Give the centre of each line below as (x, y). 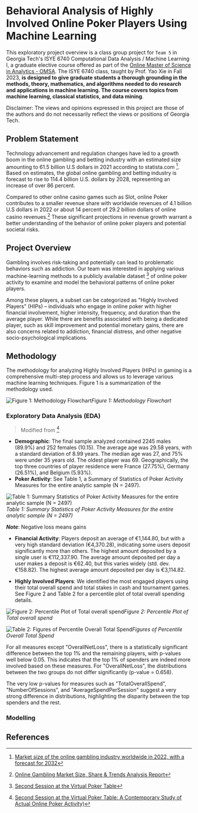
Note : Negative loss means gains (46, 527)
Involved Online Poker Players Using (97, 23)
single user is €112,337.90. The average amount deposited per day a (97, 558)
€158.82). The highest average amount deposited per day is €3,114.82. (100, 570)
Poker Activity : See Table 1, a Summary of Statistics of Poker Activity (99, 479)
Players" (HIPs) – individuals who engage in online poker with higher (89, 306)
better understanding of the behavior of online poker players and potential (96, 224)
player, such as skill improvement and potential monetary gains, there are (95, 325)
